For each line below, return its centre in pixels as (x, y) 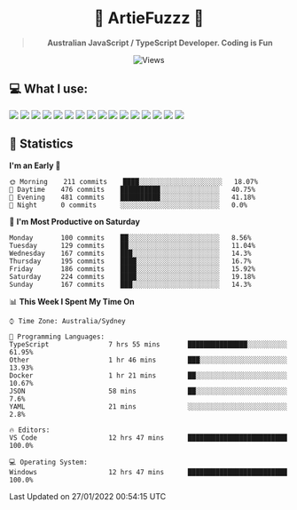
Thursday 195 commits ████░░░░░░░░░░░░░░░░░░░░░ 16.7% (130, 261)
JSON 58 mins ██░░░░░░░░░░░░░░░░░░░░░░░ (148, 391)
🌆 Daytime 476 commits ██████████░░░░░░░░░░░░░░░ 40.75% (132, 189)
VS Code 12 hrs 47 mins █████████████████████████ (148, 438)
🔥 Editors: (30, 430)
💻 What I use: (49, 89)
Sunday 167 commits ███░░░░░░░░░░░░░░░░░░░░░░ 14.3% (130, 284)
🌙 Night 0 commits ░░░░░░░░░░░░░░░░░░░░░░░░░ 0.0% (129, 205)
